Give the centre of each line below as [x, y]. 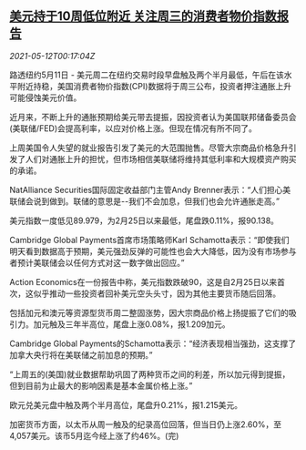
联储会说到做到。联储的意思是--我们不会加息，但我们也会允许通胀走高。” [145, 201]
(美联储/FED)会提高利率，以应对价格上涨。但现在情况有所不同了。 [133, 128]
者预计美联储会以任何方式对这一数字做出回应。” [97, 262]
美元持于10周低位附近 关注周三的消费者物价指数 [143, 16]
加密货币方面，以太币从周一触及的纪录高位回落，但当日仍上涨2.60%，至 [146, 424]
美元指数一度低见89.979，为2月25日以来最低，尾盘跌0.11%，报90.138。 [144, 220]
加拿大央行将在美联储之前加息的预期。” [81, 354]
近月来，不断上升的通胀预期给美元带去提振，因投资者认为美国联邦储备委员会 [153, 117]
